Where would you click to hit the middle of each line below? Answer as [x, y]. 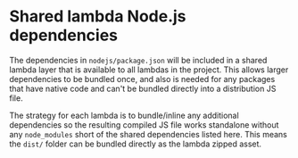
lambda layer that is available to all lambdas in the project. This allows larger [149, 70]
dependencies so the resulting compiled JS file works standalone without [144, 125]
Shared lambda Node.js [98, 17]
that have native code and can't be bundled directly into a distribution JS [143, 88]
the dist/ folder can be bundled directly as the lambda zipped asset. [135, 144]
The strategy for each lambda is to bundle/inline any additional [124, 115]
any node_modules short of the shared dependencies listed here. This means [148, 134]
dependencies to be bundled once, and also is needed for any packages [142, 79]
